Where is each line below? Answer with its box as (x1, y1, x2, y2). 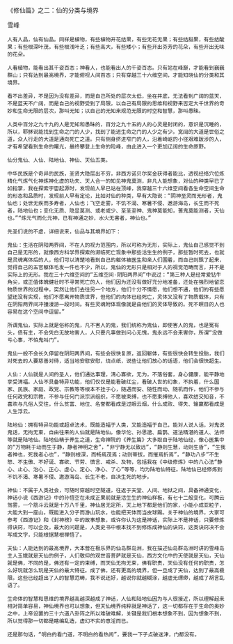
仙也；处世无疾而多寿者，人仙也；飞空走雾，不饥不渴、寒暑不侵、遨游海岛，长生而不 (7, 200, 214, 207)
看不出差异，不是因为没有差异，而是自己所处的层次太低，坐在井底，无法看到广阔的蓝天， (7, 93, 225, 100)
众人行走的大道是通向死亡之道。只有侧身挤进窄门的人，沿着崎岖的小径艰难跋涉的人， (17, 136, 225, 143)
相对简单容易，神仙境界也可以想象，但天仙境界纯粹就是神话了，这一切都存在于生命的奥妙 (7, 603, 225, 610)
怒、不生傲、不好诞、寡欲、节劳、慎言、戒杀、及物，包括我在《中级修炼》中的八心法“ (7, 459, 218, 466)
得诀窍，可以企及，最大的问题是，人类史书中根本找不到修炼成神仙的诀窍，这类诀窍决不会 (7, 524, 225, 531)
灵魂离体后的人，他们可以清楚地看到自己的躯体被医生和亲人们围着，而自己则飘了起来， (12, 256, 225, 263)
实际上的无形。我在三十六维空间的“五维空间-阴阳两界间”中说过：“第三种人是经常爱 (7, 271, 211, 278)
